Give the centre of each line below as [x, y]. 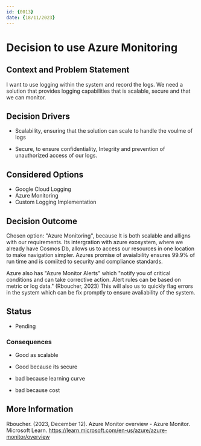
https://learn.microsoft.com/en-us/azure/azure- [108, 430]
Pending [25, 326]
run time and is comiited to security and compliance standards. [85, 261]
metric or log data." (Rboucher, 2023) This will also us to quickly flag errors [100, 286]
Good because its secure [46, 367]
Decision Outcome [42, 221]
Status [19, 312]
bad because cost [37, 390]
